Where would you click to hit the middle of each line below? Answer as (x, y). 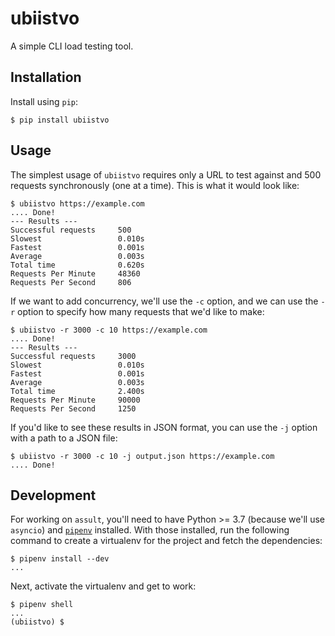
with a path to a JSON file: (64, 438)
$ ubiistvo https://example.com (77, 203)
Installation (46, 77)
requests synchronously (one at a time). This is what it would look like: (155, 185)
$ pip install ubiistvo (60, 120)
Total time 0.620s (77, 265)
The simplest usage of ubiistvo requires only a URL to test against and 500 (166, 174)
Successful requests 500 (71, 230)
